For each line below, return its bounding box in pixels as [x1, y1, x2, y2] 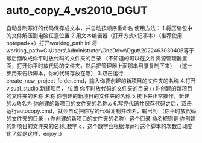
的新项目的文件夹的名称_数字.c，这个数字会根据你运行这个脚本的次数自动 [6, 122, 188, 130]
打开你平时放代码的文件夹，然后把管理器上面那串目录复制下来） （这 [16, 62, 188, 69]
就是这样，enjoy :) [17, 130, 62, 137]
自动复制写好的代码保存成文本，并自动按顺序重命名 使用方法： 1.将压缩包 [6, 24, 188, 31]
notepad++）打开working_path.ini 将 [6, 39, 98, 46]
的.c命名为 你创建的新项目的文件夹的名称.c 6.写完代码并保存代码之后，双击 [6, 100, 192, 107]
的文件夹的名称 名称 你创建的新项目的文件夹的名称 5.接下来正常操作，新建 [6, 92, 190, 100]
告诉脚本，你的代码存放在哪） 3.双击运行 [22, 69, 124, 77]
